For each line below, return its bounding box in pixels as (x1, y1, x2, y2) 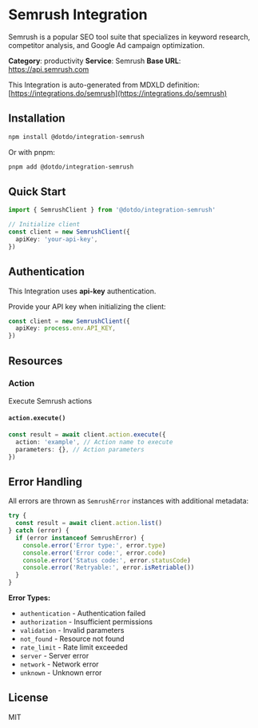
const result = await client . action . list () (15, 519, 162, 527)
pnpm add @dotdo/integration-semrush (8, 162, 134, 171)
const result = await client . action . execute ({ (8, 431, 166, 439)
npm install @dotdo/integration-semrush (8, 133, 145, 141)
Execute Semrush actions (8, 396, 93, 405)
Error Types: (8, 593, 50, 603)
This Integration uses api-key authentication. (8, 286, 157, 296)
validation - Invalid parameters (19, 626, 125, 635)
